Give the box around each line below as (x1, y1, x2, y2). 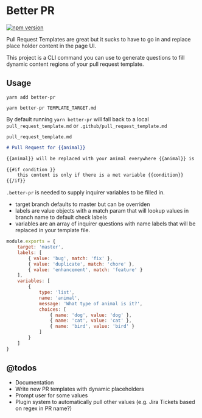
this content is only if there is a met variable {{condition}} (17, 172, 184, 179)
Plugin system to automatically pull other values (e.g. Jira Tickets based (15, 399, 196, 406)
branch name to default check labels (15, 214, 108, 221)
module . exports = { (6, 238, 56, 244)
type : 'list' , (38, 289, 75, 296)
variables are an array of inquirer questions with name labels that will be (15, 220, 196, 227)
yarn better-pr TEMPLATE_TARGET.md (6, 105, 97, 111)
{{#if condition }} (6, 166, 56, 172)
